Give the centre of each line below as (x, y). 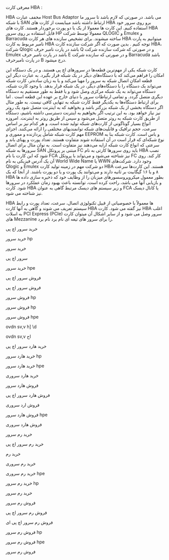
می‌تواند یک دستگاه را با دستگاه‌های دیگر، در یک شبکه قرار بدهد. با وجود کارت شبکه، (83, 86)
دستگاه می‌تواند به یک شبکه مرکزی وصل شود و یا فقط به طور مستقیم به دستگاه (81, 91)
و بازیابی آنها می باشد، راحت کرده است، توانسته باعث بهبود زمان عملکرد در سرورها (84, 182)
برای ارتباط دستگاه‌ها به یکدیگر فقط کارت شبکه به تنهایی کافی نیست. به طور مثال (82, 102)
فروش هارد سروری (24, 424)
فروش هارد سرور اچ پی (28, 395)
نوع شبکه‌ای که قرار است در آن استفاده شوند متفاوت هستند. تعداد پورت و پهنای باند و (85, 139)
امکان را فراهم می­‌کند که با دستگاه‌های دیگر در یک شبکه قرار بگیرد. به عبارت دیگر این (85, 75)
